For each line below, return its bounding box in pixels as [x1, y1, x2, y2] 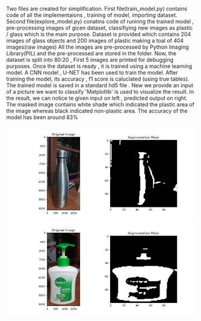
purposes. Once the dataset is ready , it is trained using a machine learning [6, 63, 193, 70]
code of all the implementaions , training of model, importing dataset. [6, 11, 178, 19]
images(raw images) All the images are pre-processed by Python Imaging [6, 43, 190, 50]
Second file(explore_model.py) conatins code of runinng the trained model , [6, 18, 194, 25]
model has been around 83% [6, 114, 78, 121]
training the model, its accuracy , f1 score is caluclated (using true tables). [6, 75, 190, 82]
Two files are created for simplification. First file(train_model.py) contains [6, 5, 188, 12]
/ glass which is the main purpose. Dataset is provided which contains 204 [6, 31, 191, 38]
